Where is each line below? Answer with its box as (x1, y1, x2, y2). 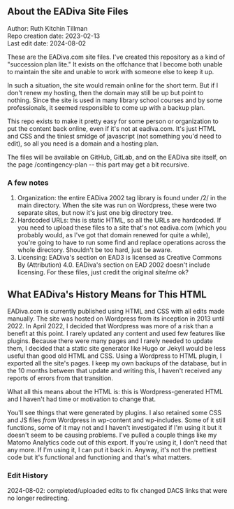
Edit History (7, 470, 48, 480)
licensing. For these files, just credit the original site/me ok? (17, 268, 189, 277)
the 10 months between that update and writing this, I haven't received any (7, 366, 222, 375)
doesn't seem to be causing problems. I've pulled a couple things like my (7, 431, 217, 439)
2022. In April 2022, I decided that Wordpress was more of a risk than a (7, 321, 214, 330)
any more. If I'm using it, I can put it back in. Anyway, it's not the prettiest (7, 445, 217, 454)
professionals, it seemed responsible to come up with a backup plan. (7, 103, 205, 111)
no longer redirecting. (7, 494, 70, 503)
